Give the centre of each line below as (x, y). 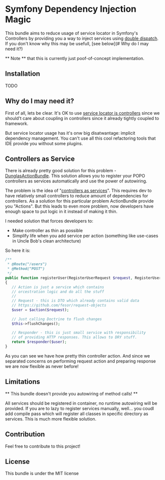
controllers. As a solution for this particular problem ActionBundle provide (79, 201)
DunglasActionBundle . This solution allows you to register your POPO (75, 176)
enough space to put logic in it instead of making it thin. (61, 211)
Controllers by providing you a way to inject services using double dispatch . (82, 38)
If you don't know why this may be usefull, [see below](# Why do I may (77, 43)
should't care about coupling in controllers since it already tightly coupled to (82, 118)
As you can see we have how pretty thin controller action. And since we (78, 356)
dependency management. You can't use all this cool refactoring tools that (81, 138)
